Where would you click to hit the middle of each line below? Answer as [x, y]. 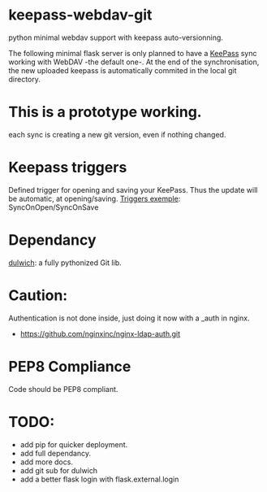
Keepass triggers [68, 168]
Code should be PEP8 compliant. [63, 389]
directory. [24, 79]
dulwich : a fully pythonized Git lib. [65, 263]
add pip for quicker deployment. [74, 444]
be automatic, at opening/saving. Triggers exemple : [95, 198]
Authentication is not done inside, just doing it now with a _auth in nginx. [129, 318]
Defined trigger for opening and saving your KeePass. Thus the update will [133, 189]
